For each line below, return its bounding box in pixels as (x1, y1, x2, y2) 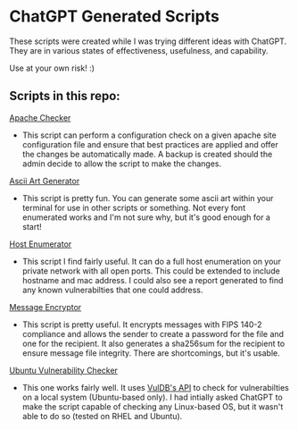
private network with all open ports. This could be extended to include (21, 266, 281, 276)
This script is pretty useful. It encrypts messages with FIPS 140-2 (21, 319, 262, 330)
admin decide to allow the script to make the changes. (21, 158, 221, 169)
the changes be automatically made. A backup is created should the (21, 148, 273, 159)
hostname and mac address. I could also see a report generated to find (21, 274, 284, 285)
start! (21, 221, 42, 232)
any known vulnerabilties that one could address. (21, 284, 203, 295)
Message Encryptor (9, 301, 82, 312)
